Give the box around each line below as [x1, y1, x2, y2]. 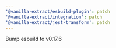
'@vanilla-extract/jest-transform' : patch [5, 19, 110, 25]
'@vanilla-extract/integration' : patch [5, 14, 103, 20]
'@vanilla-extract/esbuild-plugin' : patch [5, 8, 110, 15]
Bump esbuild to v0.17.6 [5, 36, 62, 43]
